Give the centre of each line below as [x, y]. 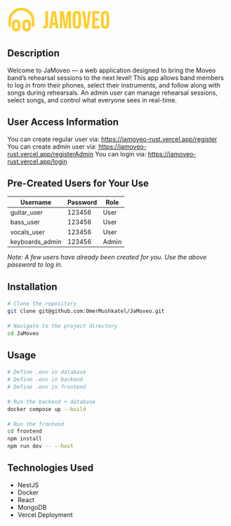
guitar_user [27, 213]
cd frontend [25, 431]
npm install [25, 439]
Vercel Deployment [45, 515]
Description [33, 54]
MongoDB [32, 507]
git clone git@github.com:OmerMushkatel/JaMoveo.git [86, 311]
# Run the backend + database [52, 402]
